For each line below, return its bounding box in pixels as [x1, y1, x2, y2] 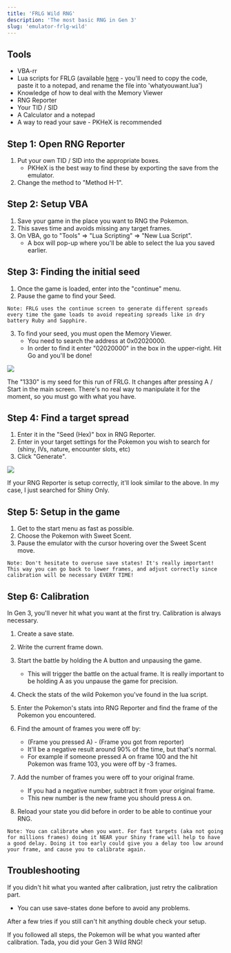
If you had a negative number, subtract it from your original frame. [27, 787, 215, 795]
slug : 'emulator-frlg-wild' [7, 23, 88, 30]
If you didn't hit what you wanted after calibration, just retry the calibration [7, 883, 219, 891]
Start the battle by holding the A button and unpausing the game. [17, 656, 202, 665]
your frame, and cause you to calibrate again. [7, 846, 147, 853]
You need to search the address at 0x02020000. [27, 336, 166, 345]
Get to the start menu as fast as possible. [17, 524, 134, 533]
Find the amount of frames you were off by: [17, 725, 141, 733]
